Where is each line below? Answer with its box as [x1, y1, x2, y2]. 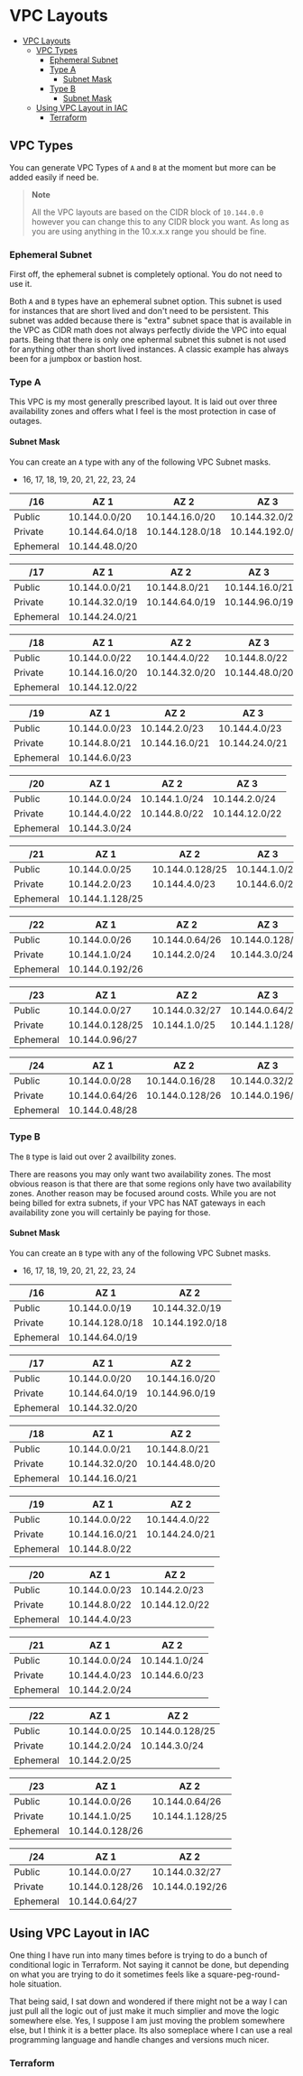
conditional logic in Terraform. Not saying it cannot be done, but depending [9, 1959, 289, 1970]
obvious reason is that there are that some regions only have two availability [9, 1178, 292, 1189]
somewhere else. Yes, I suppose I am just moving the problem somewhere [9, 2015, 286, 2025]
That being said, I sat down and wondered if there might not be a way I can [9, 1996, 288, 2007]
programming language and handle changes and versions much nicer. [9, 2034, 270, 2044]
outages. [9, 416, 42, 427]
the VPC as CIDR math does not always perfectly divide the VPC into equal [9, 325, 287, 336]
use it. [9, 279, 32, 290]
